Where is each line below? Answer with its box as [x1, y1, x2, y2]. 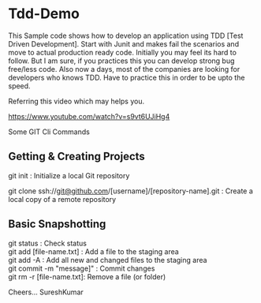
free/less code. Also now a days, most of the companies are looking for [8, 64, 240, 73]
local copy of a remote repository [8, 194, 117, 204]
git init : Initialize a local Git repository [8, 170, 130, 180]
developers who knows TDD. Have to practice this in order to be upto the [8, 73, 245, 82]
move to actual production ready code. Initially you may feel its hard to [8, 47, 237, 57]
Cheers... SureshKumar [8, 287, 84, 297]
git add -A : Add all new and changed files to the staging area [8, 255, 207, 264]
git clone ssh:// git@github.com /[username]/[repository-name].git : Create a [8, 186, 254, 196]
